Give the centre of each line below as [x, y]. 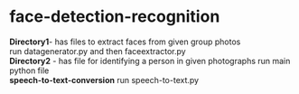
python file [29, 70]
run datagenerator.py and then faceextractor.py [98, 51]
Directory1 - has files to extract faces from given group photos [125, 42]
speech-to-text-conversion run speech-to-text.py [104, 80]
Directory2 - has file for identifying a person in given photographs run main [150, 61]
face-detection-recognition [115, 17]
